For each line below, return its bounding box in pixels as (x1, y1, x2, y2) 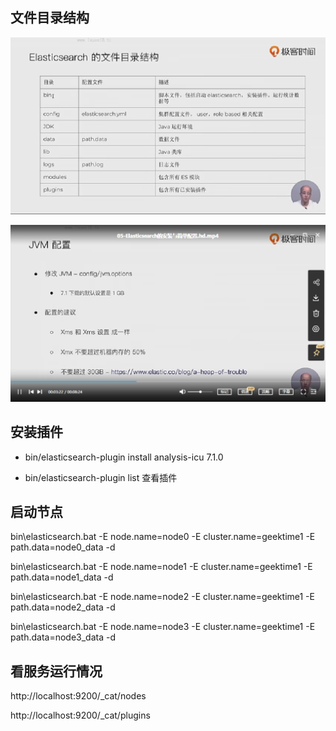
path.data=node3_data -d (10, 631, 116, 643)
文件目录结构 (10, 9, 90, 27)
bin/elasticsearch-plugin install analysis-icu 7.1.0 (24, 451, 224, 463)
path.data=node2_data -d (10, 601, 116, 613)
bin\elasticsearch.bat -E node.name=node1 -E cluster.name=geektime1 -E (10, 561, 313, 573)
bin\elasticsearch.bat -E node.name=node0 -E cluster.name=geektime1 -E (10, 531, 316, 543)
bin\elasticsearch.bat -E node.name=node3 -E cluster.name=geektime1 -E (10, 621, 316, 633)
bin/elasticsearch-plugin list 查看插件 (24, 471, 178, 483)
